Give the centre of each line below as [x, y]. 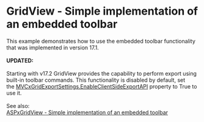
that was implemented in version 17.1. [53, 48]
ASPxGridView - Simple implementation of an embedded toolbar [87, 112]
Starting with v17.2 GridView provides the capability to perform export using [102, 73]
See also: [18, 106]
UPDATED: [20, 60]
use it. [14, 93]
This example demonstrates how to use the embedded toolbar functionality [101, 41]
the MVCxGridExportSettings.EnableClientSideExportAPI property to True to [102, 86]
